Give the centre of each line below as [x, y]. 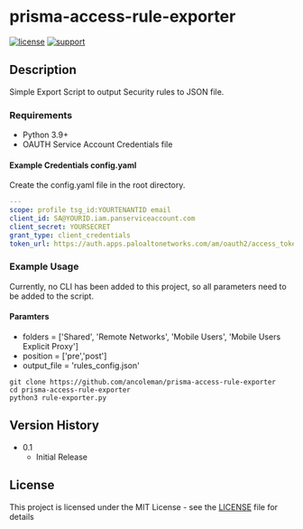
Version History [54, 426]
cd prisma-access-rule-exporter [70, 390]
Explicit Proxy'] [50, 346]
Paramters [29, 317]
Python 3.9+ [46, 135]
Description [43, 70]
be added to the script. [52, 296]
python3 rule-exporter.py [58, 398]
